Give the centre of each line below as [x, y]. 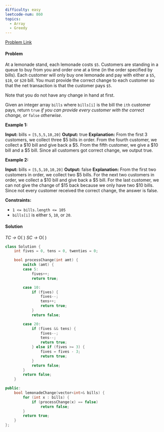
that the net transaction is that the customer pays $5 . [59, 86]
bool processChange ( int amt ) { [46, 260]
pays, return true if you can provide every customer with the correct [75, 110]
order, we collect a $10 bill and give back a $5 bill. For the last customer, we [82, 180]
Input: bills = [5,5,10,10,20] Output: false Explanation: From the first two [81, 169]
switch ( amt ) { [39, 265]
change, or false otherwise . [34, 115]
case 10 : [32, 287]
